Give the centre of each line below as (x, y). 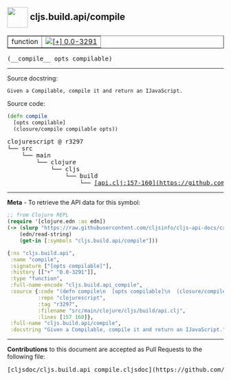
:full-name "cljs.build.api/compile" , (66, 324)
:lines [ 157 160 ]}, (66, 317)
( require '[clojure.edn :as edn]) (57, 222)
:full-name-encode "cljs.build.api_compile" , (76, 285)
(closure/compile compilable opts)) (66, 129)
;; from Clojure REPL (38, 215)
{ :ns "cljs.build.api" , (41, 253)
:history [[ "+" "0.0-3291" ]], (53, 272)
